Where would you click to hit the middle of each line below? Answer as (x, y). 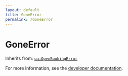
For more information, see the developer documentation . (64, 68)
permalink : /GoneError (29, 19)
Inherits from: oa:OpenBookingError (41, 58)
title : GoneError (24, 15)
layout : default (22, 10)
